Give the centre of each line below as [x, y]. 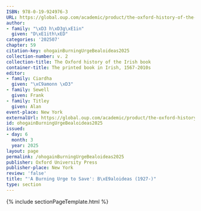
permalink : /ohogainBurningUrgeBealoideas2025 [65, 156]
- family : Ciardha [29, 79]
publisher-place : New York [40, 168]
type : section [24, 185]
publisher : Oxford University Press [52, 162]
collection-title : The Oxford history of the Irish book [79, 62]
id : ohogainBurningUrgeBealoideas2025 [54, 123]
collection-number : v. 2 [37, 56]
